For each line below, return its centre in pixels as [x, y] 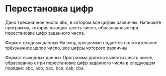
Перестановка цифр [49, 9]
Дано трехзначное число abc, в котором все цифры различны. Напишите [83, 22]
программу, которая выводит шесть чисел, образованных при [72, 27]
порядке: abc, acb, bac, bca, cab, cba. [45, 68]
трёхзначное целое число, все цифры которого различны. [67, 48]
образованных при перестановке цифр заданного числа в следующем [80, 63]
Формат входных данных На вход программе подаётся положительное [81, 42]
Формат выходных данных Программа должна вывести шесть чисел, [79, 57]
